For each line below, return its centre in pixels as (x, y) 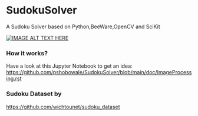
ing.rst (14, 79)
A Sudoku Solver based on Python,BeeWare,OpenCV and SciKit (83, 26)
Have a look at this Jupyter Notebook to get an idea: (69, 66)
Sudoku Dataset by (34, 94)
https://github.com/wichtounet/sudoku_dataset (63, 107)
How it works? (27, 53)
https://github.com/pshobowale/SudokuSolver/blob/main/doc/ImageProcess (99, 72)
